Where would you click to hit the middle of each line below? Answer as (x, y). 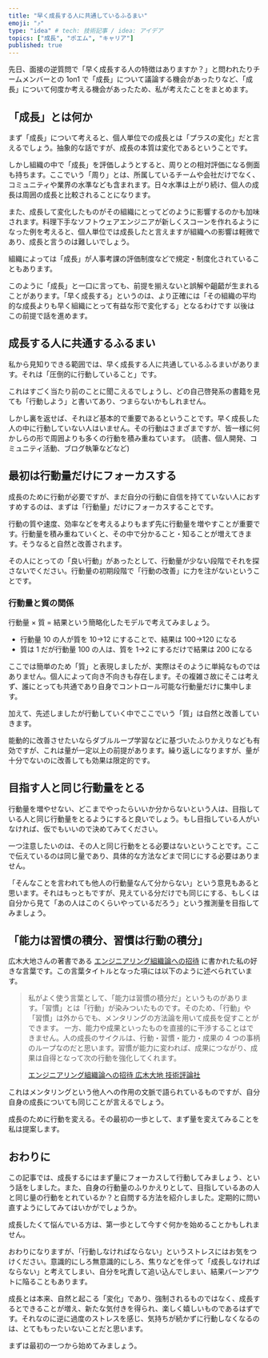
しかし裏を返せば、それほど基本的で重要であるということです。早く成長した (134, 418)
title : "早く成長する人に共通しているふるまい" (78, 16)
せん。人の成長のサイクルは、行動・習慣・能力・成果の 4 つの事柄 (151, 1038)
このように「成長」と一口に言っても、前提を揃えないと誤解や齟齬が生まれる (134, 286)
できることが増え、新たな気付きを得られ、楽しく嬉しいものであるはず (138, 1308)
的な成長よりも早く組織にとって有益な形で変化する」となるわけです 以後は (132, 306)
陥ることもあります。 (57, 1282)
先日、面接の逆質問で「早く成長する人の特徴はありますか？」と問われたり (131, 70)
